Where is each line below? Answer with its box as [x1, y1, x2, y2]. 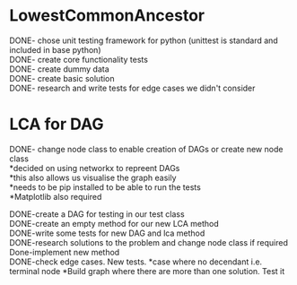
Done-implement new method [9, 246, 120, 257]
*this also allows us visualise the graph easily [9, 172, 177, 183]
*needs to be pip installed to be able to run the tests [9, 181, 202, 193]
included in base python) [9, 44, 101, 55]
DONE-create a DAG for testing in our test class [9, 208, 186, 220]
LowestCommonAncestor [9, 5, 205, 26]
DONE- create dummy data [9, 64, 109, 74]
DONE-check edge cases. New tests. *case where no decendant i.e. [9, 256, 263, 267]
